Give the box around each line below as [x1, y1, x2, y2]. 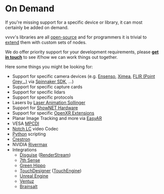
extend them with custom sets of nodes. [5, 39, 87, 45]
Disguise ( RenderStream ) [19, 152, 71, 158]
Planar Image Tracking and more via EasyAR [12, 115, 102, 121]
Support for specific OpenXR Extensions [12, 110, 95, 116]
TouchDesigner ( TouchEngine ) [19, 167, 82, 173]
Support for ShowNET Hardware [12, 105, 78, 111]
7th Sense [19, 157, 40, 163]
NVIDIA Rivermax [12, 141, 48, 147]
